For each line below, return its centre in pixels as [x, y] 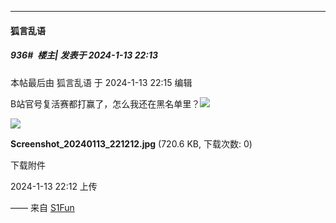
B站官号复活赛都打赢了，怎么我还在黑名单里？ [105, 103]
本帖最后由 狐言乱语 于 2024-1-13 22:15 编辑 [101, 82]
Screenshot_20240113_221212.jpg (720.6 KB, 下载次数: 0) [131, 143]
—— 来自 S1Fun [42, 207]
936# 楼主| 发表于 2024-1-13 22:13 [84, 55]
